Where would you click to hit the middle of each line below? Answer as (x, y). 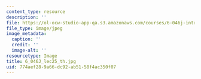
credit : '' (25, 45)
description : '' (26, 17)
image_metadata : (26, 34)
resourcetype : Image (32, 56)
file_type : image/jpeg (34, 28)
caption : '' (27, 39)
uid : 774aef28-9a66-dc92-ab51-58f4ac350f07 (61, 67)
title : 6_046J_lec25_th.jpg (41, 61)
